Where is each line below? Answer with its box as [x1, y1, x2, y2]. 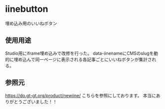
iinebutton [5, 3, 48, 15]
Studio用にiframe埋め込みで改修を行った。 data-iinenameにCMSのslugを [5, 50, 154, 56]
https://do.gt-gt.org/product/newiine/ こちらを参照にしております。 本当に [5, 92, 157, 98]
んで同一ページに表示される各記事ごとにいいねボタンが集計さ [26, 56, 152, 62]
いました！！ [31, 99, 57, 105]
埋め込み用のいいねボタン [5, 20, 57, 26]
